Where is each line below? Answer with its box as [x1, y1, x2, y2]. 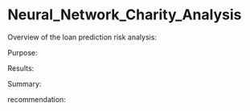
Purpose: [7, 47, 38, 57]
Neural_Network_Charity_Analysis [7, 6, 242, 24]
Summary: [7, 79, 42, 88]
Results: [7, 63, 35, 73]
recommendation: [7, 94, 66, 104]
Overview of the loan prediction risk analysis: [7, 32, 158, 42]
